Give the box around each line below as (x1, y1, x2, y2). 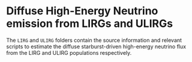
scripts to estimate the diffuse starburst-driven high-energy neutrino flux (6, 43, 187, 50)
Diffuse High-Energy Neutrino (6, 4, 158, 18)
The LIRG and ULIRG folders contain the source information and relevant (6, 36, 182, 44)
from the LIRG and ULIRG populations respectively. (6, 49, 132, 56)
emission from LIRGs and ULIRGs (6, 17, 173, 30)
